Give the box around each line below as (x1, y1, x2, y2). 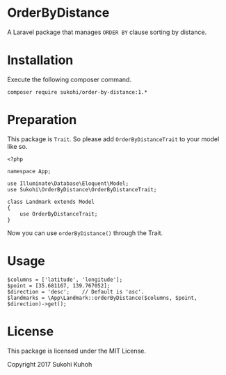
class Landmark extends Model (7, 198, 95, 205)
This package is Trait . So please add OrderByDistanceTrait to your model (7, 134, 220, 143)
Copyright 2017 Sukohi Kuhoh (7, 360, 92, 368)
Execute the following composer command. (7, 75, 132, 83)
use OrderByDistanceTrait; (19, 210, 98, 217)
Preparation (7, 112, 77, 128)
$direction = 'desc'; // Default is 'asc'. (7, 288, 145, 295)
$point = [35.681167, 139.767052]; (7, 282, 111, 289)
